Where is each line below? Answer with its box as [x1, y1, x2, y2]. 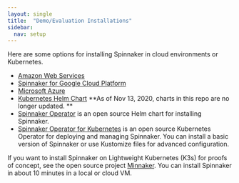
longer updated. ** [17, 102, 73, 111]
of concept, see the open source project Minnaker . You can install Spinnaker [7, 162, 232, 170]
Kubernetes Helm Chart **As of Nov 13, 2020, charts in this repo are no [17, 94, 230, 103]
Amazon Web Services [17, 71, 85, 80]
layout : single [7, 10, 53, 18]
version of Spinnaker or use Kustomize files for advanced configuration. [17, 140, 230, 149]
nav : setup [14, 30, 46, 38]
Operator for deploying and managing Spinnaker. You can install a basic [17, 132, 229, 141]
